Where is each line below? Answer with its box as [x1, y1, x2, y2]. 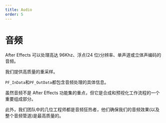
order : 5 [5, 12, 23, 17]
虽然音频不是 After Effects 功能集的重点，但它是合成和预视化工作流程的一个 [5, 90, 160, 96]
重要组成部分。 [5, 96, 36, 102]
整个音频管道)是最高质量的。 [5, 113, 64, 119]
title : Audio [5, 7, 32, 12]
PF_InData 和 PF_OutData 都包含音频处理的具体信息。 [5, 79, 109, 85]
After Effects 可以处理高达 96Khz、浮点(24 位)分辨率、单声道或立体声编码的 [5, 52, 162, 58]
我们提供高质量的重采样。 [5, 69, 58, 75]
